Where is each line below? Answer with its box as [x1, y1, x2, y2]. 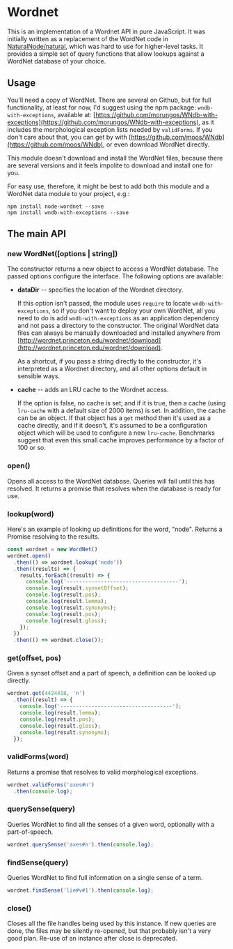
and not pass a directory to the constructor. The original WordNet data [17, 322, 219, 330]
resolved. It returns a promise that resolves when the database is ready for [7, 484, 221, 493]
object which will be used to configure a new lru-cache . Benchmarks [17, 428, 216, 437]
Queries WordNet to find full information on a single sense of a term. [7, 873, 203, 881]
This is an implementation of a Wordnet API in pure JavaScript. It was [7, 27, 206, 36]
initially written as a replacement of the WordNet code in [7, 34, 169, 43]
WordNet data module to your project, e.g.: [7, 189, 130, 197]
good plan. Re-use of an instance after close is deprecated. [7, 934, 177, 943]
